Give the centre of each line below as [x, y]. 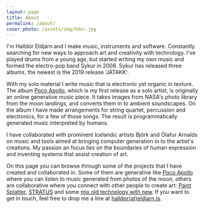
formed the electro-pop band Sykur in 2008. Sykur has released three [94, 66]
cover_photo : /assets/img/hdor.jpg [51, 29]
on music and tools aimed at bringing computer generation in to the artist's [100, 142]
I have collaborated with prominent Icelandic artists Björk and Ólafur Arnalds [102, 135]
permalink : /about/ [31, 23]
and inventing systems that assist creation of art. [68, 154]
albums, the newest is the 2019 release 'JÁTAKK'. [68, 72]
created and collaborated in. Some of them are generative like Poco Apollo [100, 173]
